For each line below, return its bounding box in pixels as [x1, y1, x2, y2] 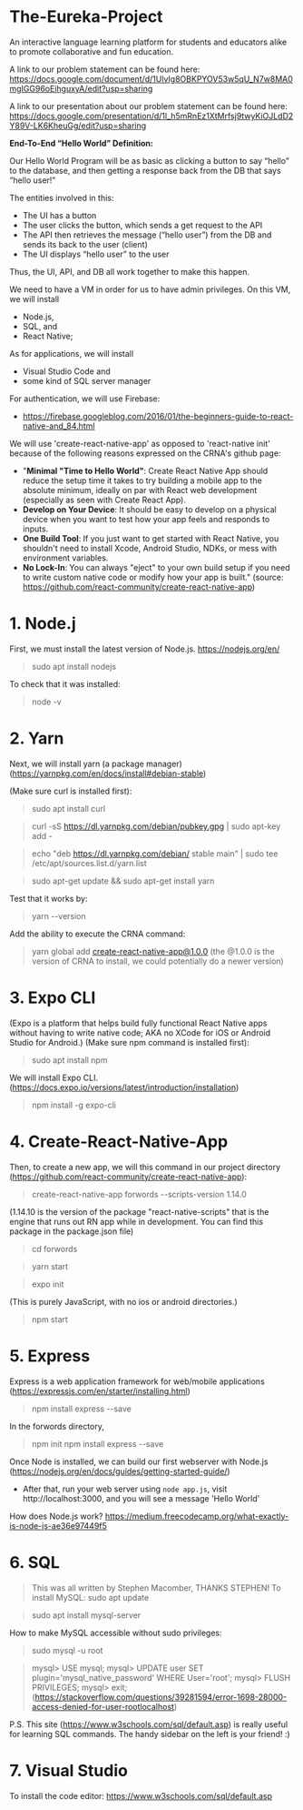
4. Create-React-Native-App [9, 1131, 229, 1152]
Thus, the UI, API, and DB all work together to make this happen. [9, 266, 250, 277]
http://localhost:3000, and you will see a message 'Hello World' [22, 1492, 260, 1503]
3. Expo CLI [9, 987, 96, 1007]
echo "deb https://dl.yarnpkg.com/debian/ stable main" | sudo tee [31, 848, 279, 859]
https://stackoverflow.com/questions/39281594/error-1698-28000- [34, 1691, 288, 1703]
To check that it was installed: [9, 678, 121, 689]
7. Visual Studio [9, 1760, 129, 1781]
